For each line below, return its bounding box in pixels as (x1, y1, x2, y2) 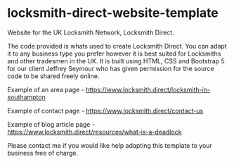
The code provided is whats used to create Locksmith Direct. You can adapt (7, 42, 227, 50)
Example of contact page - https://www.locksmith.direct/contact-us (7, 106, 204, 115)
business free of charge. (7, 149, 79, 157)
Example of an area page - (7, 85, 84, 94)
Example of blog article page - (7, 120, 96, 128)
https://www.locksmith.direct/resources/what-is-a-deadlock (7, 127, 182, 136)
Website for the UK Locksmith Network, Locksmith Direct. (7, 28, 174, 37)
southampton (7, 93, 46, 101)
